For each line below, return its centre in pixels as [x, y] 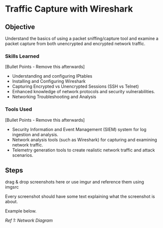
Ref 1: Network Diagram [29, 220]
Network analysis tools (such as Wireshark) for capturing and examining [84, 140]
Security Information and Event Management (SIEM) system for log [79, 129]
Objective [20, 27]
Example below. [21, 211]
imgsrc [12, 187]
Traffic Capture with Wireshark [69, 9]
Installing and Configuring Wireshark [49, 81]
